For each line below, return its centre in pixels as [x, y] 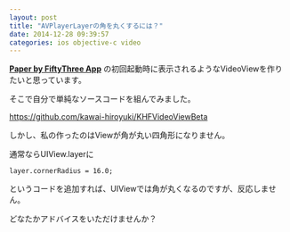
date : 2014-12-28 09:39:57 [59, 34]
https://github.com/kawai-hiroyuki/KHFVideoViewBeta [109, 117]
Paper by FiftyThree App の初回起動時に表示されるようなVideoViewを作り [146, 69]
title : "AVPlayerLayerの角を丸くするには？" [86, 26]
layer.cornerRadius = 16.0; [61, 171]
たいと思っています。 [48, 80]
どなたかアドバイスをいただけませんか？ [83, 219]
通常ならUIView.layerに [52, 154]
